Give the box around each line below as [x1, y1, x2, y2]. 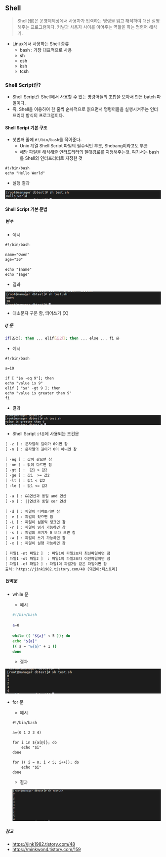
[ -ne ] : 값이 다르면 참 [5, 462, 52, 468]
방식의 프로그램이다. [25, 113, 64, 119]
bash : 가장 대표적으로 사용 [19, 47, 72, 53]
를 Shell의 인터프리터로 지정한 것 [19, 155, 83, 161]
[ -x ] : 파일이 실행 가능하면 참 [5, 541, 66, 546]
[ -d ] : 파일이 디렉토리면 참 [5, 509, 60, 514]
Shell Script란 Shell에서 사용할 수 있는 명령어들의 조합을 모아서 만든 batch [12, 94, 156, 100]
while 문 [12, 591, 29, 597]
